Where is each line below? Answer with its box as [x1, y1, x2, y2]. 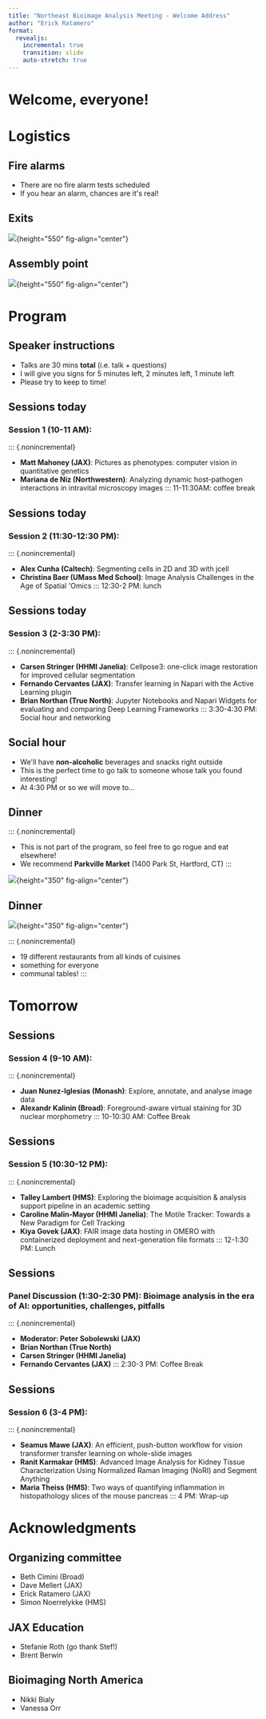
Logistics [8, 127, 70, 145]
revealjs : [15, 34, 48, 42]
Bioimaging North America [8, 1673, 144, 1687]
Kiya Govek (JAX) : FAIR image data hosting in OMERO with [19, 1226, 216, 1236]
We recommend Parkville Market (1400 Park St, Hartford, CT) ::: [19, 859, 232, 869]
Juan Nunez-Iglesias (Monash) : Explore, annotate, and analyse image [19, 1086, 253, 1096]
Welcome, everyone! [8, 91, 149, 109]
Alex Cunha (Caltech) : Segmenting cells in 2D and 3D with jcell [19, 564, 229, 574]
